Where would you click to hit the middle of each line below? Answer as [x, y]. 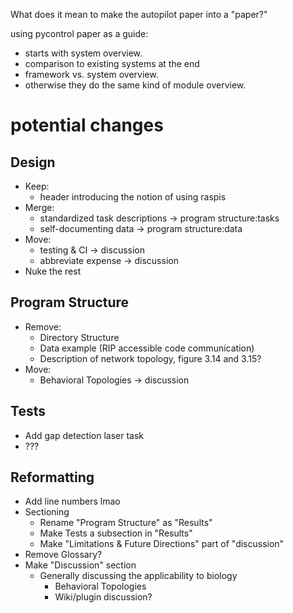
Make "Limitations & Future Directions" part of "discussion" [162, 544]
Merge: [39, 207]
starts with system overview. [83, 53]
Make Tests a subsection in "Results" [116, 533]
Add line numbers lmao [72, 501]
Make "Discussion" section [80, 565]
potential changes [87, 125]
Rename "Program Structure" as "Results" [126, 523]
